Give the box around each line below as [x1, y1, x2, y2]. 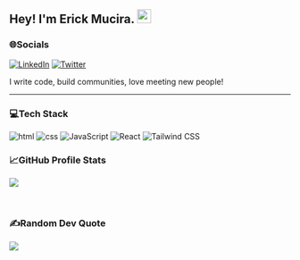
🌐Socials [9, 38, 49, 51]
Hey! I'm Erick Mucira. [9, 12, 135, 27]
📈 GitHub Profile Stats [9, 154, 107, 166]
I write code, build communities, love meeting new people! [9, 76, 224, 87]
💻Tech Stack [9, 107, 69, 120]
